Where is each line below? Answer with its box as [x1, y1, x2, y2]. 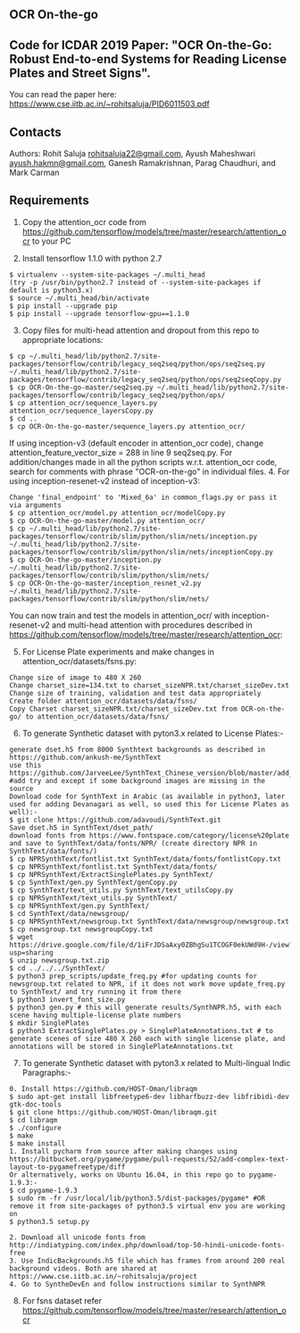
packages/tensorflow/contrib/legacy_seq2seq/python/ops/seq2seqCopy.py [9, 375, 281, 384]
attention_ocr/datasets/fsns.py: [21, 655, 137, 666]
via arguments [9, 500, 62, 510]
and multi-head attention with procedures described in [52, 620, 253, 630]
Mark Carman [9, 167, 60, 178]
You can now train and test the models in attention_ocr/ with [9, 610, 230, 621]
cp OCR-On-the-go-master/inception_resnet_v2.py [17, 579, 202, 587]
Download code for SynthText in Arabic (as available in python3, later [9, 792, 286, 801]
